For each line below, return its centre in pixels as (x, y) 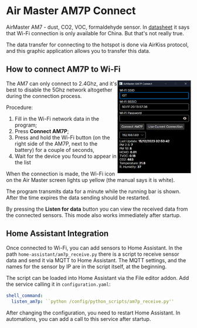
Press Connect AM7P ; (42, 131)
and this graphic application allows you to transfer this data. (78, 50)
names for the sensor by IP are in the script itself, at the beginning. (86, 266)
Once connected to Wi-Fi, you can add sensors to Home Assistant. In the (94, 248)
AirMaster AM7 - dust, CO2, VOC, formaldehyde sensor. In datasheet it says (98, 27)
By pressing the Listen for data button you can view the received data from (97, 209)
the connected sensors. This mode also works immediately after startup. (94, 215)
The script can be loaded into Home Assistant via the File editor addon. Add (98, 278)
